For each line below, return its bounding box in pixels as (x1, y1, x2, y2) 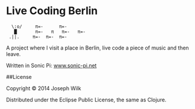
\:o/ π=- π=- (11, 24, 67, 29)
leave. (6, 50, 21, 57)
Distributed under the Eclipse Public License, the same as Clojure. (6, 96, 167, 103)
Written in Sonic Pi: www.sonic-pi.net (6, 62, 97, 69)
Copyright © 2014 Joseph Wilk (6, 84, 82, 92)
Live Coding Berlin (6, 4, 98, 18)
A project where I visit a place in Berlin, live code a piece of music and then (6, 44, 189, 51)
